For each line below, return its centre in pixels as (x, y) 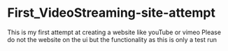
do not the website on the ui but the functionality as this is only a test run (112, 39)
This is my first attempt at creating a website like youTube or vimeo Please (114, 32)
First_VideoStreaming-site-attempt (111, 13)
